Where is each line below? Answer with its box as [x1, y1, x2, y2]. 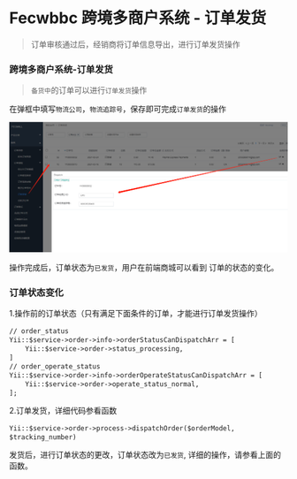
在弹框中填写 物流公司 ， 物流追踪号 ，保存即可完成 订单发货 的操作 [9, 103, 227, 115]
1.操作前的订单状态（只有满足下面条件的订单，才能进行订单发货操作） [9, 308, 263, 319]
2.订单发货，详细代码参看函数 [9, 406, 118, 416]
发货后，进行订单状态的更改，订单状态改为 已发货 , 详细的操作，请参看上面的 [9, 450, 281, 460]
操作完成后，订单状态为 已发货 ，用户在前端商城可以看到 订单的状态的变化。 [9, 262, 279, 272]
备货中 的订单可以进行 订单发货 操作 [30, 85, 148, 95]
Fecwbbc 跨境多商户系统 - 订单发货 [9, 8, 267, 28]
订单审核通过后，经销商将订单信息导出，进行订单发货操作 [30, 39, 240, 49]
